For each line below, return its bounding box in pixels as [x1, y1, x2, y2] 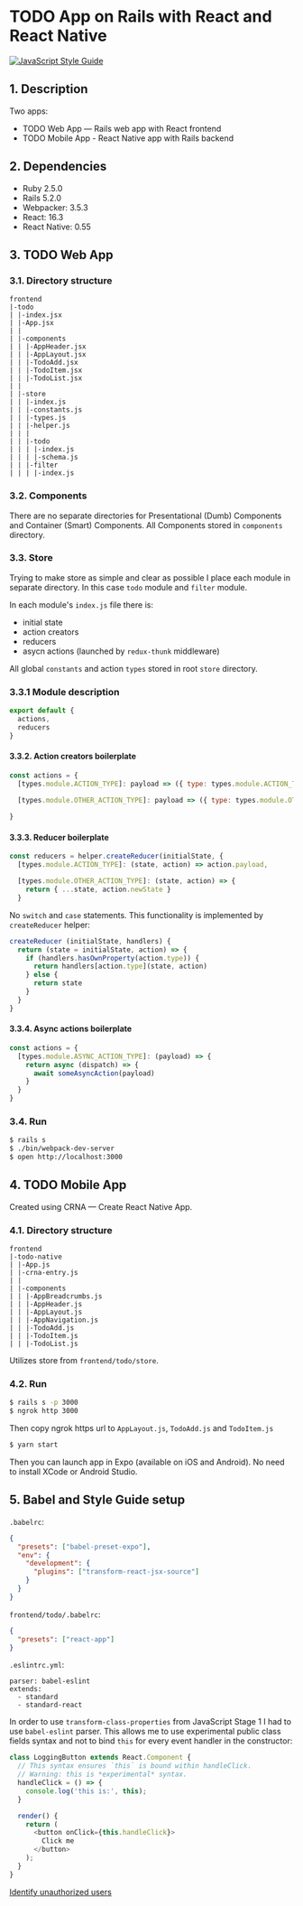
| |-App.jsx [9, 319, 54, 328]
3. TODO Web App [9, 246, 114, 263]
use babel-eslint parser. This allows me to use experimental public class [9, 1726, 281, 1737]
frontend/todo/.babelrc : [9, 1609, 101, 1620]
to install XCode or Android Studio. [9, 1465, 138, 1477]
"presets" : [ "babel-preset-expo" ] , [17, 1542, 151, 1551]
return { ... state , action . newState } [25, 885, 171, 895]
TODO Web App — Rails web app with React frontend [22, 123, 222, 134]
